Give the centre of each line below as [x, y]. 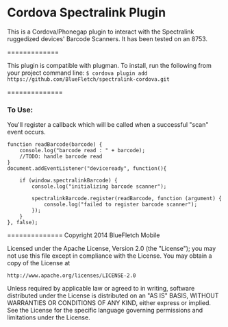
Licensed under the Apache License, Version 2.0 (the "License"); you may [112, 249]
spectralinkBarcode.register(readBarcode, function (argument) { [127, 199]
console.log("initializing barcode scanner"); [99, 186]
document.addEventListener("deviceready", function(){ [87, 169]
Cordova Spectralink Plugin [87, 13]
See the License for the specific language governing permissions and [105, 311]
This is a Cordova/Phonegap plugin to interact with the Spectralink [101, 32]
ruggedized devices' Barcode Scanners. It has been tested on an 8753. [107, 38]
